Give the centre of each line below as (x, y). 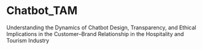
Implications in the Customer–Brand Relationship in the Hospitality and (95, 34)
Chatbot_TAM (42, 11)
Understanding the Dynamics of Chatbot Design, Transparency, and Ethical (101, 27)
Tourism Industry (28, 40)
